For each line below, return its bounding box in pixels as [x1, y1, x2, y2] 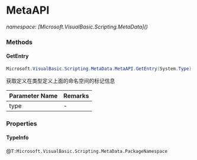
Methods [6, 38, 33, 46]
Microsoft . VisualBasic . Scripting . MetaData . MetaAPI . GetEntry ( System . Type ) [6, 66, 192, 72]
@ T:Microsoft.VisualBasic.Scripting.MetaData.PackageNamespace [6, 148, 167, 155]
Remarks [63, 91, 89, 100]
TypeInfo [6, 134, 29, 141]
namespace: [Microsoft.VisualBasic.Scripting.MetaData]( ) [6, 23, 148, 30]
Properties [6, 119, 37, 127]
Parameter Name [9, 91, 58, 100]
